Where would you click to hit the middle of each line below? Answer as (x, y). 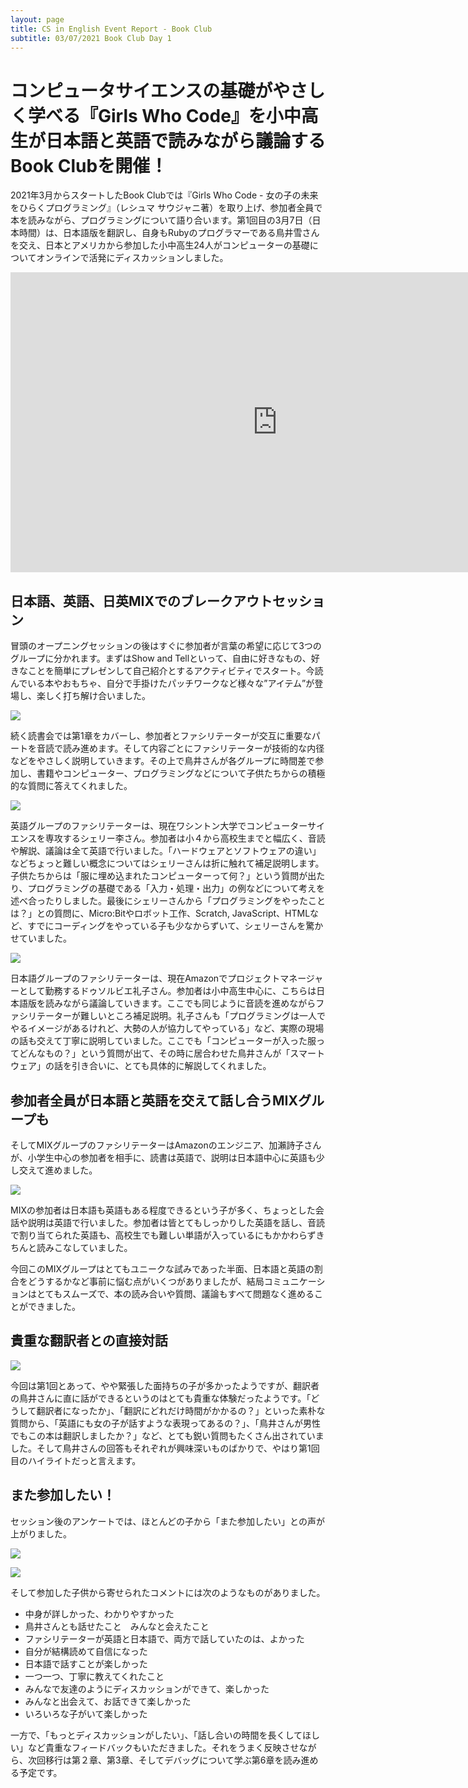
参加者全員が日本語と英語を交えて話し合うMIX (154, 1100)
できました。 (54, 1306)
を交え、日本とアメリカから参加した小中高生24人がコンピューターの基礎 (160, 245)
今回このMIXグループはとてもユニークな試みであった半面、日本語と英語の (162, 1268)
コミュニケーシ (294, 1281)
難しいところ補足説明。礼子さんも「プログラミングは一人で (202, 1016)
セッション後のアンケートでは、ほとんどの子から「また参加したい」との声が (167, 1521)
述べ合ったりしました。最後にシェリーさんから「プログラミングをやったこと (168, 901)
